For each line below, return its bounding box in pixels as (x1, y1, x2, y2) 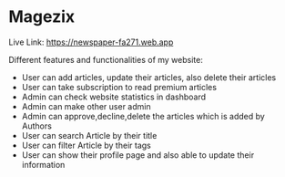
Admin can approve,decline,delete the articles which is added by (21, 110, 265, 121)
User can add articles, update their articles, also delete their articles (21, 71, 277, 83)
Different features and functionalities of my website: (8, 54, 204, 65)
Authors (21, 120, 52, 131)
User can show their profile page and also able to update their (21, 149, 255, 161)
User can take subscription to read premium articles (21, 81, 218, 92)
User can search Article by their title (21, 130, 158, 141)
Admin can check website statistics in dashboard (21, 91, 207, 102)
